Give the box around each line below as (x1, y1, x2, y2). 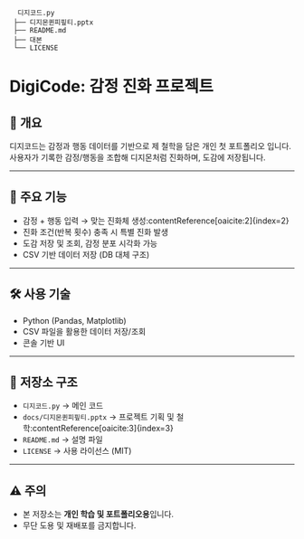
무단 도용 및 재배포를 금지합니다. (22, 520, 137, 531)
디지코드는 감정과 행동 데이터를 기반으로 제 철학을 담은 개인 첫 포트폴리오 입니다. (9, 141, 292, 151)
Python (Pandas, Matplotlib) (22, 315, 127, 326)
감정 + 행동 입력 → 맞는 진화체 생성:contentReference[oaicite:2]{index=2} (22, 215, 290, 226)
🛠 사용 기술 (9, 287, 71, 302)
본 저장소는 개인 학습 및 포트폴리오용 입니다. (22, 509, 175, 520)
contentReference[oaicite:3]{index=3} (32, 423, 174, 434)
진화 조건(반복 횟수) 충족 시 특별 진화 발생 (22, 226, 169, 237)
